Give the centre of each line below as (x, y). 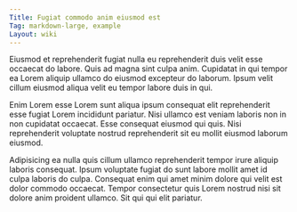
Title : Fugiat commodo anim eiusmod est (85, 17)
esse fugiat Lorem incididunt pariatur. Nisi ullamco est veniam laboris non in (148, 114)
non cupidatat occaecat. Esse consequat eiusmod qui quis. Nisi (125, 124)
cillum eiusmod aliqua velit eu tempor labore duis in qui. (111, 88)
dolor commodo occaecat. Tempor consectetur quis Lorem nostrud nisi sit (145, 189)
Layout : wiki (33, 34)
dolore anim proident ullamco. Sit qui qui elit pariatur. (106, 198)
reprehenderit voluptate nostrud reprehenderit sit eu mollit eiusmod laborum (148, 134)
